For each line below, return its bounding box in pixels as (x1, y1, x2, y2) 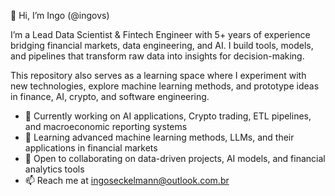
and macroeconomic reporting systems (24, 121, 188, 132)
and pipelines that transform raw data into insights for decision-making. (10, 50, 305, 62)
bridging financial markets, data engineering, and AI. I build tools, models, (10, 40, 314, 51)
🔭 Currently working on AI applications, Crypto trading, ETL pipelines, (24, 110, 312, 122)
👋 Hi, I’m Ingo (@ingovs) (10, 10, 110, 21)
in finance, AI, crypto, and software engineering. (10, 91, 210, 102)
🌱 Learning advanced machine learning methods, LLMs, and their (24, 131, 295, 143)
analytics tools (24, 163, 85, 175)
